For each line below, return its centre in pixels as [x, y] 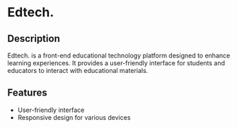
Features [27, 93]
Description [34, 39]
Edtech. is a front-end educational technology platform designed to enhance [119, 55]
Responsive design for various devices [74, 117]
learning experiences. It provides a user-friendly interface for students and [116, 63]
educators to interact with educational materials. [78, 71]
